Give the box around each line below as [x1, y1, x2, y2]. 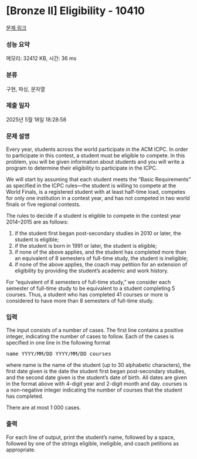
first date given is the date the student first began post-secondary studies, [6, 368, 186, 375]
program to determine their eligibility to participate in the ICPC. [6, 164, 158, 171]
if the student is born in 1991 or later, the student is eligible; [14, 242, 157, 249]
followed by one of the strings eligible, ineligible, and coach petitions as [6, 440, 179, 447]
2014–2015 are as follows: [6, 218, 69, 225]
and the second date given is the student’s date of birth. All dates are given [6, 374, 188, 381]
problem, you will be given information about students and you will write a [6, 158, 185, 166]
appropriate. [6, 446, 36, 453]
